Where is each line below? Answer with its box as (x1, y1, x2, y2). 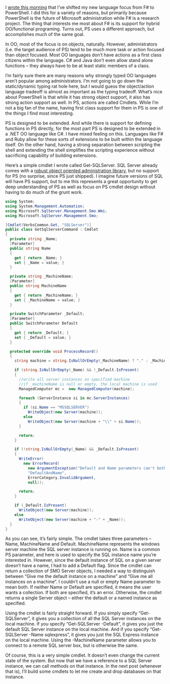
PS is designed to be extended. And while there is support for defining (5, 120, 152, 126)
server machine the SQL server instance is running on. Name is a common (5, 546, 160, 553)
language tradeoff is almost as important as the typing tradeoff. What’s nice (5, 89, 163, 94)
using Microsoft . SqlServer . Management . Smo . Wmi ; (5, 208, 108, 214)
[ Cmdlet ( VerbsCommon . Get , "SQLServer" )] (5, 222, 92, 227)
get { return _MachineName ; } (14, 293, 78, 298)
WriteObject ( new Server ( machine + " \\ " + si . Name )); (27, 419, 142, 424)
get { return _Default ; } (14, 330, 69, 335)
